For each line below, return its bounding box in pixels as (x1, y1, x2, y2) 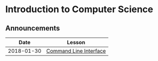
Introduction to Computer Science (5, 4, 153, 15)
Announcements (5, 24, 60, 33)
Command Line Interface (46, 47, 106, 54)
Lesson (67, 39, 86, 46)
